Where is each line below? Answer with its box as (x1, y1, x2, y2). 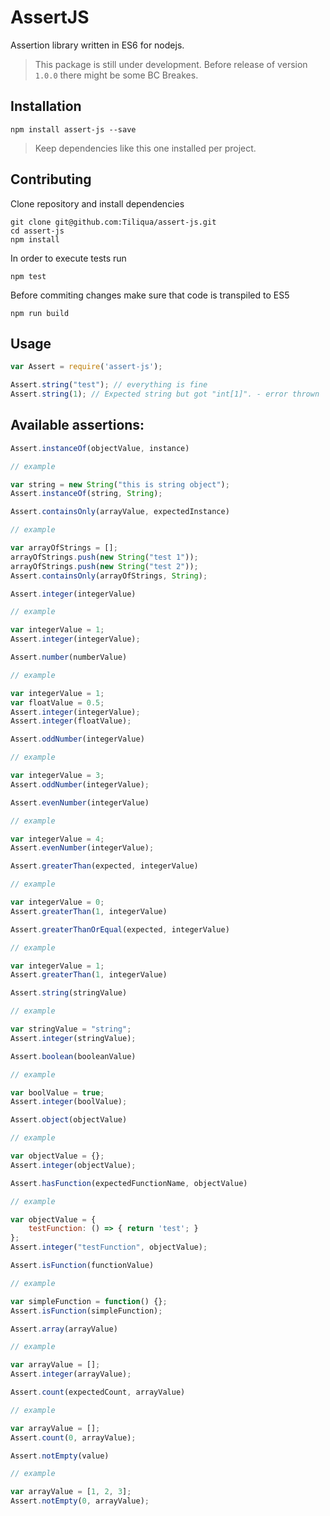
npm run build (10, 308, 70, 318)
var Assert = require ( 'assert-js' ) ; (10, 362, 163, 372)
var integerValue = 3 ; (10, 771, 105, 781)
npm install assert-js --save (10, 124, 137, 135)
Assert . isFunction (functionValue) (10, 1261, 155, 1271)
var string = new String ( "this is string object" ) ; (10, 479, 230, 490)
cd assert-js (10, 226, 65, 236)
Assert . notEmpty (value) (10, 1451, 110, 1461)
